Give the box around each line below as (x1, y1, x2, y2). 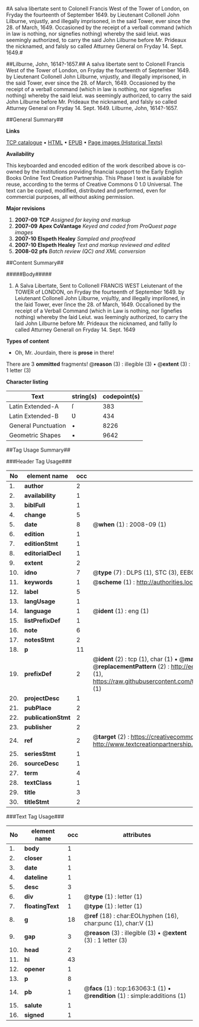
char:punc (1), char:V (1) (84, 919, 154, 927)
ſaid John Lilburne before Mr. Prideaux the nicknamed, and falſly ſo (14, 320, 178, 327)
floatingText (24, 902, 59, 910)
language (24, 607, 52, 615)
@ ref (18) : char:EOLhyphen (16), (84, 912, 179, 920)
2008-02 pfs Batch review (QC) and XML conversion (14, 248, 146, 255)
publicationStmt (24, 713, 71, 722)
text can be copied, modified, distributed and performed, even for (6, 187, 167, 194)
